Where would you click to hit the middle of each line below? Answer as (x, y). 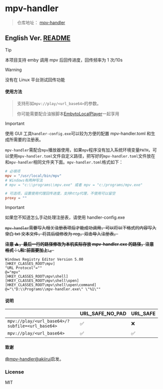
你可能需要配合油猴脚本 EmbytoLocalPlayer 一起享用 (68, 114)
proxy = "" (16, 198)
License (15, 371)
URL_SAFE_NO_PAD (103, 314)
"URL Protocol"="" (24, 268)
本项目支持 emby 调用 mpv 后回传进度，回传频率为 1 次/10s (64, 60)
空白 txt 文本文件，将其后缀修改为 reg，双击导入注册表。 (62, 234)
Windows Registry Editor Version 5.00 (44, 260)
